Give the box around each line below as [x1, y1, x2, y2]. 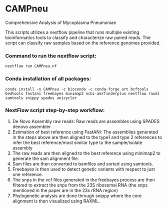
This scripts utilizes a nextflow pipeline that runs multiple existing [5, 29, 139, 35]
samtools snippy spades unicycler [5, 95, 77, 100]
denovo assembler [12, 123, 51, 129]
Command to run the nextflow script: [5, 52, 96, 59]
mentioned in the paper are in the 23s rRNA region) [12, 187, 118, 193]
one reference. [12, 171, 43, 177]
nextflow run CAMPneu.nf [5, 63, 57, 69]
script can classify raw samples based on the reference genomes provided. [5, 39, 161, 45]
